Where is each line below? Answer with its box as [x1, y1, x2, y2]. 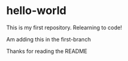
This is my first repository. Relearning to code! [6, 24, 123, 31]
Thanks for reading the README [6, 47, 87, 55]
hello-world [6, 4, 67, 18]
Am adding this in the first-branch [6, 35, 91, 43]
